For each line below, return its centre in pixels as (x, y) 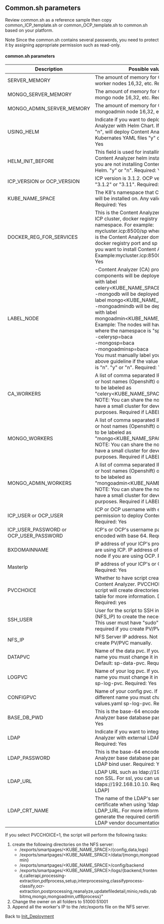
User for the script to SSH (124, 611)
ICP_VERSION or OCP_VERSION (44, 182)
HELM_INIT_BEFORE (31, 161)
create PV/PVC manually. (123, 643)
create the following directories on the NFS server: (63, 845)
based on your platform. (29, 30)
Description (49, 69)
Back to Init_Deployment (30, 916)
